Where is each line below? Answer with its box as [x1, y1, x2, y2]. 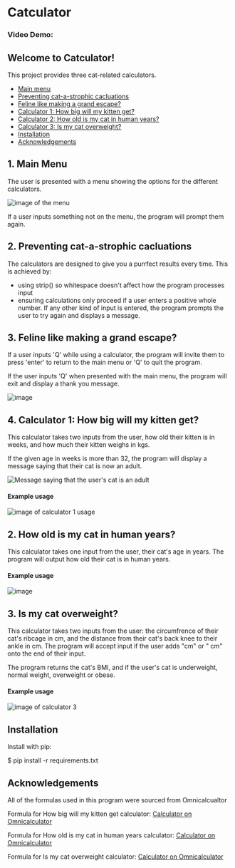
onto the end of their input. [7, 649, 86, 658]
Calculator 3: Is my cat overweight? [17, 122, 122, 130]
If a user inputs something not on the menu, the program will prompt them [7, 212, 224, 221]
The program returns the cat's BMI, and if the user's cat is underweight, [7, 663, 218, 672]
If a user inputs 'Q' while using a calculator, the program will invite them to [7, 351, 225, 359]
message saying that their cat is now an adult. [7, 462, 142, 470]
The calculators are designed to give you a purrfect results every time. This [7, 259, 229, 268]
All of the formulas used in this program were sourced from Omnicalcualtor [7, 796, 228, 805]
